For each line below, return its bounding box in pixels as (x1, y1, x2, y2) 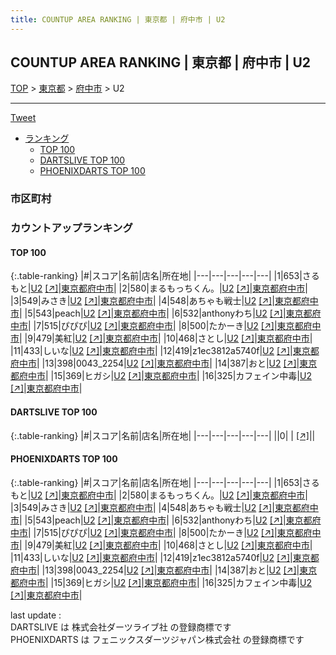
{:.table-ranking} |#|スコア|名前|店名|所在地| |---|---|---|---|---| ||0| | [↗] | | (10, 429, 316, 441)
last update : (10, 609, 62, 621)
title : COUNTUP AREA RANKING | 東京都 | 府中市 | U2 (10, 14, 226, 25)
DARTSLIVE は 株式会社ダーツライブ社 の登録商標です (10, 621, 232, 633)
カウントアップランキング (10, 221, 133, 235)
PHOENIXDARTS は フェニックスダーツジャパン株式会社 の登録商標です (10, 633, 305, 645)
